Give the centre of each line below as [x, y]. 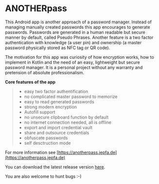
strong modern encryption [50, 107]
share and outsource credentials [57, 133]
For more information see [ [32, 152]
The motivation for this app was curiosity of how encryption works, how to [79, 57]
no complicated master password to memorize [71, 96]
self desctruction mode [47, 143]
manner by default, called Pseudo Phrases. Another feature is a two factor [79, 37]
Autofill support [40, 112]
